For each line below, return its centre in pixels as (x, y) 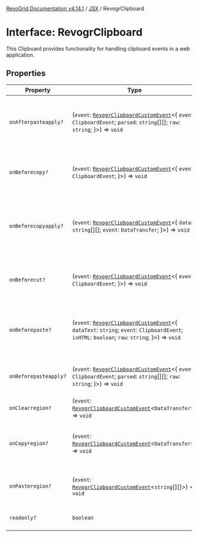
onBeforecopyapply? (36, 226)
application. (20, 55)
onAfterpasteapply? (36, 122)
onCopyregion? (29, 443)
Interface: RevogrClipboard (74, 32)
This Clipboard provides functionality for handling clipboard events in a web (98, 48)
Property (38, 90)
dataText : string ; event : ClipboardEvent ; (128, 330)
